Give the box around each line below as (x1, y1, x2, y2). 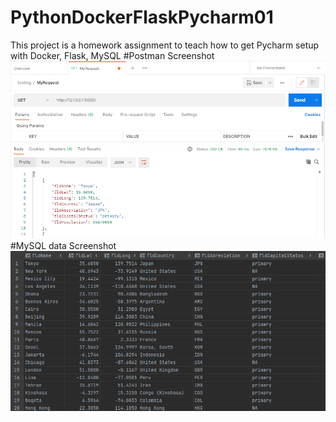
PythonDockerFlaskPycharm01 (10, 6, 274, 29)
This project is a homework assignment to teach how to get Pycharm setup (10, 39, 320, 51)
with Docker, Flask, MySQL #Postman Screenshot (10, 49, 215, 61)
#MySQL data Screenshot (10, 240, 117, 252)
